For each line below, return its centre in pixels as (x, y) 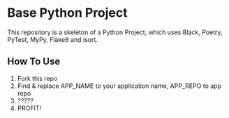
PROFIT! (29, 108)
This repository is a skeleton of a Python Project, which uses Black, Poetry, (115, 32)
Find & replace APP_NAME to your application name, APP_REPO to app (119, 86)
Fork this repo (37, 78)
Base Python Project (67, 13)
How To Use (34, 62)
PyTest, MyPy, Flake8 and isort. (52, 39)
